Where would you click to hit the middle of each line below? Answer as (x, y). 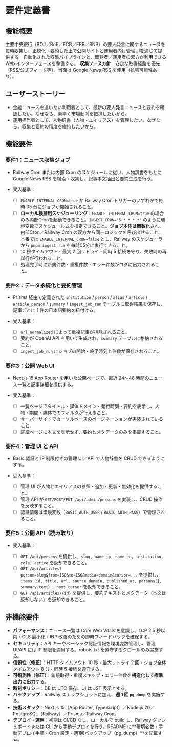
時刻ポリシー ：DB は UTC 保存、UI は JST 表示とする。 (71, 688)
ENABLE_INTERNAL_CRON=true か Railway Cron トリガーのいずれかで (89, 200)
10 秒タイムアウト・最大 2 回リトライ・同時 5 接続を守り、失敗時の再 (93, 251)
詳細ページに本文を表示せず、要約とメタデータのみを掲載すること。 (92, 432)
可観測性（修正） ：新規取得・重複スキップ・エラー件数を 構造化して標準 (88, 675)
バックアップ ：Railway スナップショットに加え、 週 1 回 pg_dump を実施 (87, 694)
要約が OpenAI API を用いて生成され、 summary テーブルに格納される (91, 338)
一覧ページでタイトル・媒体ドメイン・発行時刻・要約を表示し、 (88, 406)
